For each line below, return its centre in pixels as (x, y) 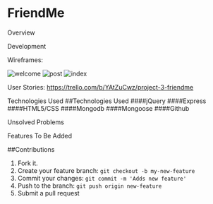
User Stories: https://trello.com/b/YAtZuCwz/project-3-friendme (101, 87)
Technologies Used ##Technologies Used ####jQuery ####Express (107, 101)
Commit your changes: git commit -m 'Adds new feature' (102, 178)
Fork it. (28, 163)
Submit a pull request (48, 193)
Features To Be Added (40, 136)
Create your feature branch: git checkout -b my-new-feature (106, 170)
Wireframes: (25, 60)
